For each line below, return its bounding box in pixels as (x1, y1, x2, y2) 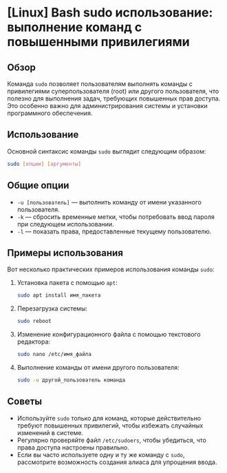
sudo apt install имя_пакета (17, 292, 101, 299)
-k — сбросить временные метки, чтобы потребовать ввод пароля (17, 212, 215, 221)
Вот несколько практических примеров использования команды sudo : (7, 265, 215, 273)
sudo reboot (17, 318, 52, 325)
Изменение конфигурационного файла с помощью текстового (17, 330, 201, 339)
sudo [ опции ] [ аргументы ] (7, 160, 81, 167)
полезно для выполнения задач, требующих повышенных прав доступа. (7, 94, 221, 103)
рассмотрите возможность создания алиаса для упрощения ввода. (17, 458, 218, 466)
